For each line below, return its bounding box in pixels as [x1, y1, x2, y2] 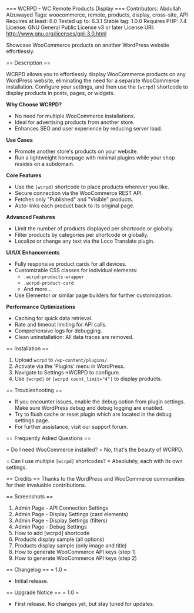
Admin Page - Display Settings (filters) [14, 517, 108, 524]
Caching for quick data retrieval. [14, 315, 93, 321]
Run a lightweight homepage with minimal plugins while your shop [14, 154, 175, 161]
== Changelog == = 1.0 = [6, 566, 68, 573]
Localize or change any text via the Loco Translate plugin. [14, 237, 155, 244]
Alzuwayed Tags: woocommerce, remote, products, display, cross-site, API [6, 11, 188, 18]
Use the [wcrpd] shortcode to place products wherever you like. [14, 183, 169, 190]
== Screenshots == [6, 493, 53, 500]
